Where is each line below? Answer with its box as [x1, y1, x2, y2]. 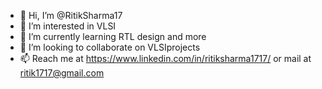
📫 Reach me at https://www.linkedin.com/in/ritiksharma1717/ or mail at [19, 53, 312, 64]
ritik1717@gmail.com [19, 67, 105, 79]
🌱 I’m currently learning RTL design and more [19, 31, 207, 42]
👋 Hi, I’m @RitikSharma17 [19, 10, 123, 21]
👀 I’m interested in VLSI [19, 20, 117, 32]
